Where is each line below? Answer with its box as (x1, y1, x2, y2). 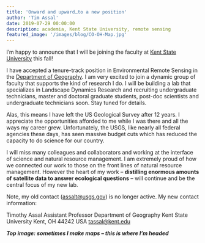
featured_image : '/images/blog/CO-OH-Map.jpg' (6, 32, 127, 38)
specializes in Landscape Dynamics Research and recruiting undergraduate (6, 86, 197, 93)
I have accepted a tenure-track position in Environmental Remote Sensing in (6, 67, 198, 74)
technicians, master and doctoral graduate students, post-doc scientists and (6, 93, 199, 100)
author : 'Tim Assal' (6, 15, 59, 21)
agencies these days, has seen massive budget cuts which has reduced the (6, 131, 198, 138)
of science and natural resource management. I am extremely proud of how (6, 155, 197, 162)
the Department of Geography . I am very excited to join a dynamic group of (6, 73, 196, 81)
